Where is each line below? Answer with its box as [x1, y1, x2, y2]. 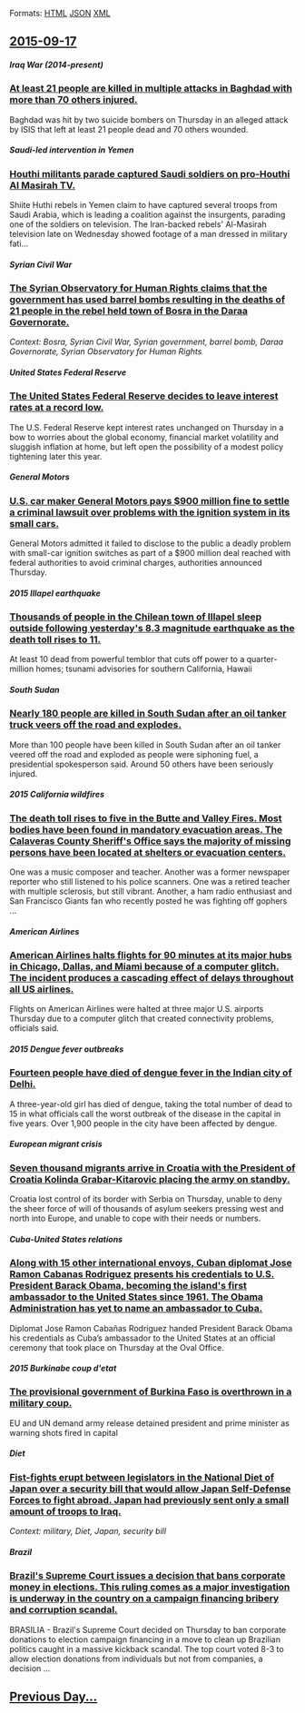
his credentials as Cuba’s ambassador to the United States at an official [9, 1332, 276, 1343]
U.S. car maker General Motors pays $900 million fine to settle [9, 494, 290, 507]
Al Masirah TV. [9, 179, 75, 192]
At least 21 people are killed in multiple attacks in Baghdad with [9, 82, 293, 94]
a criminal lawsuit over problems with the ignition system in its [9, 506, 290, 519]
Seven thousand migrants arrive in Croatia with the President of [9, 1162, 296, 1174]
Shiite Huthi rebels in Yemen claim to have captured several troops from [9, 200, 278, 211]
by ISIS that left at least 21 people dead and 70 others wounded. [9, 124, 249, 134]
